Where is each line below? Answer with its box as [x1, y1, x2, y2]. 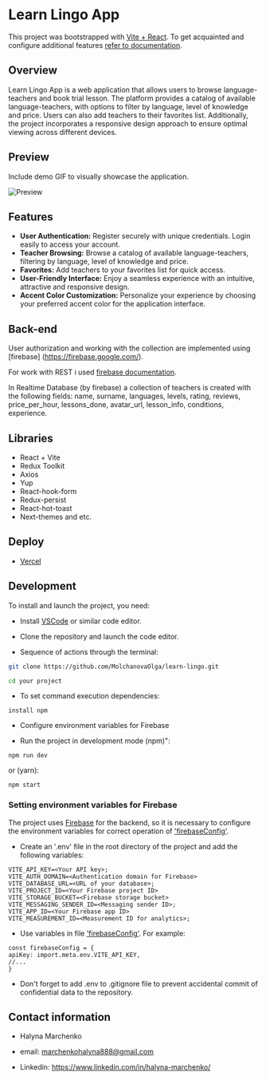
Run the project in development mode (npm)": [19, 736, 170, 746]
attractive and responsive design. [19, 282, 130, 292]
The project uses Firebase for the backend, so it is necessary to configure [8, 817, 251, 827]
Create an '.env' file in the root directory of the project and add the [19, 841, 238, 851]
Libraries [8, 431, 53, 445]
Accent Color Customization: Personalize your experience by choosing [19, 291, 256, 300]
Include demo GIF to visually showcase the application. [8, 172, 190, 181]
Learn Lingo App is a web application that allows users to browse [8, 85, 222, 94]
